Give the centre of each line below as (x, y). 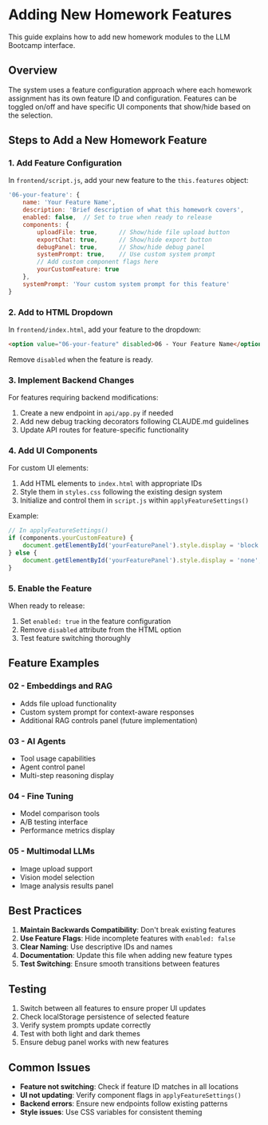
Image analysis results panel (67, 885)
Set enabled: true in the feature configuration (95, 621)
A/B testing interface (54, 822)
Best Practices (45, 910)
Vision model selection (57, 877)
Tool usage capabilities (57, 758)
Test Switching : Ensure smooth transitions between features (120, 964)
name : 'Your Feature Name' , (69, 203)
